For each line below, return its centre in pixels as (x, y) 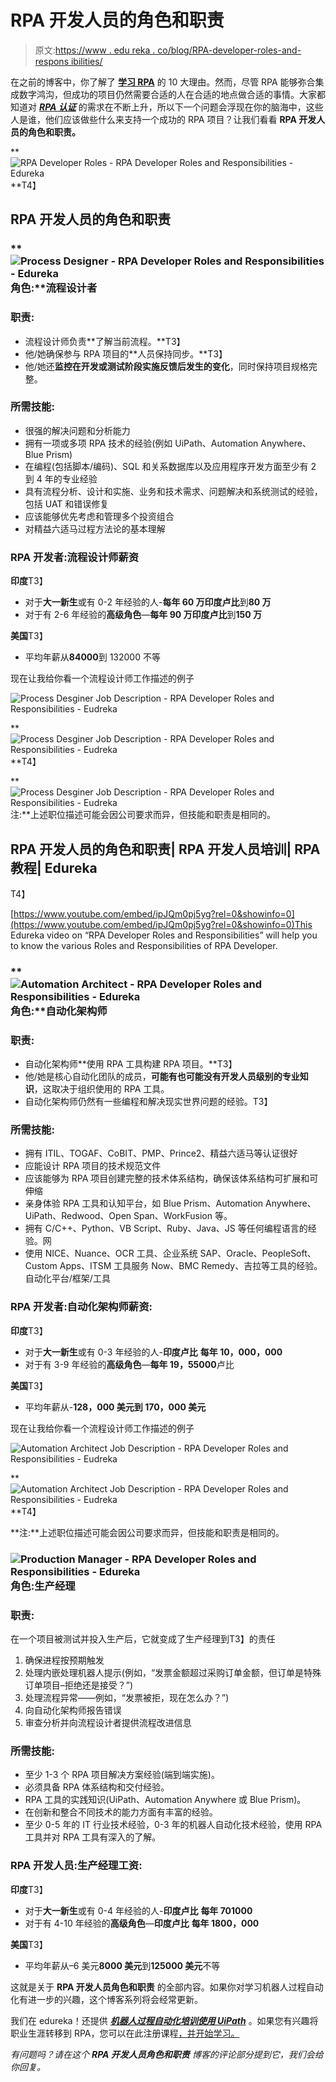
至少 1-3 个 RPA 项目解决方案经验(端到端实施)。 (122, 1775)
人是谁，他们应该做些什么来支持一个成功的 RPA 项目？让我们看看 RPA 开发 (163, 119)
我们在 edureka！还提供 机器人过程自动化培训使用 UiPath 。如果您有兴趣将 (164, 2020)
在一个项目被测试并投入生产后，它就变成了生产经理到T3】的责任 (143, 1638)
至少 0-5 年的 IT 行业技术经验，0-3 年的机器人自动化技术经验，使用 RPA (173, 1825)
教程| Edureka (54, 867)
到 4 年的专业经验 (61, 478)
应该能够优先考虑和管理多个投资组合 (99, 516)
